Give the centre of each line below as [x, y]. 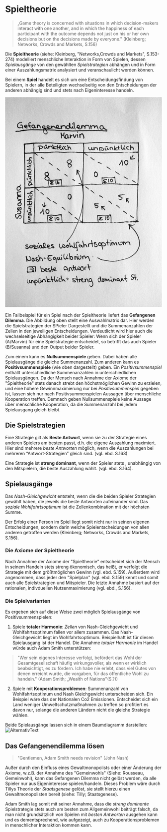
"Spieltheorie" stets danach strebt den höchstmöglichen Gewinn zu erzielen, [83, 383]
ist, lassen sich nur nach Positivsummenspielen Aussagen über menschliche [83, 394]
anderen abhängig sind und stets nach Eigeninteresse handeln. [70, 90]
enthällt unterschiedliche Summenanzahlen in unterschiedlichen [71, 372]
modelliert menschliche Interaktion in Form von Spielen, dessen [81, 59]
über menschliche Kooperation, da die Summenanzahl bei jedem [71, 404]
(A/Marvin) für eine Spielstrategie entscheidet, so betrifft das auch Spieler [81, 341]
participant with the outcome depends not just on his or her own [83, 33]
